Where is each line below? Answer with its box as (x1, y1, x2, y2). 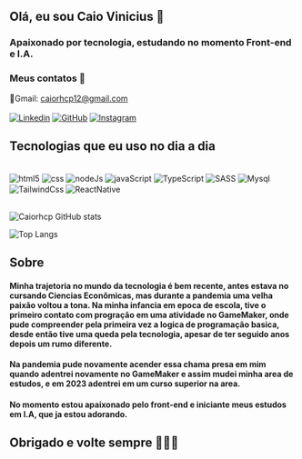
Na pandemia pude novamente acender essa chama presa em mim (9, 359, 267, 370)
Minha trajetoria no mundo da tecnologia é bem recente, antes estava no (9, 280, 289, 291)
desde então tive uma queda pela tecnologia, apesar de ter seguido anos (9, 328, 290, 339)
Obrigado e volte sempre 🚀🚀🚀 (9, 435, 179, 451)
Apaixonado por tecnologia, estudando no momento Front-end (9, 36, 292, 49)
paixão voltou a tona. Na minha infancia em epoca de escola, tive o (9, 299, 267, 310)
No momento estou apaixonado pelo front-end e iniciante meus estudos (9, 399, 287, 410)
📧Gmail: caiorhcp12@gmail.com (9, 93, 129, 104)
